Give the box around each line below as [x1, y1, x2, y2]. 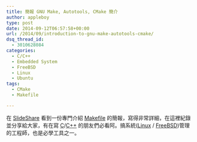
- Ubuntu [11, 75, 34, 81]
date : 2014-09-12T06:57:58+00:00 [6, 25, 90, 32]
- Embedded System [11, 58, 58, 64]
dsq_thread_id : [6, 36, 44, 42]
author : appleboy [6, 14, 50, 20]
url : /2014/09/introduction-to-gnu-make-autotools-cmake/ [6, 31, 154, 37]
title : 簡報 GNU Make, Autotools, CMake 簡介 [6, 8, 119, 15]
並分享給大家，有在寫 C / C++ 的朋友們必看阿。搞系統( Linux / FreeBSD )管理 [6, 122, 190, 129]
